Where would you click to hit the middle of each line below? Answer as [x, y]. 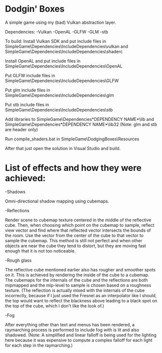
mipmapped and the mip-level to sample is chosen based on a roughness [78, 285]
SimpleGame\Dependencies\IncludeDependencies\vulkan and [66, 46]
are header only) [22, 129]
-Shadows [15, 192]
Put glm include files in [28, 90]
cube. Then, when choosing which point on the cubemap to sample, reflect [80, 225]
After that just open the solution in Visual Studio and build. [63, 148]
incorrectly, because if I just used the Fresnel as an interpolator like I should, [81, 295]
